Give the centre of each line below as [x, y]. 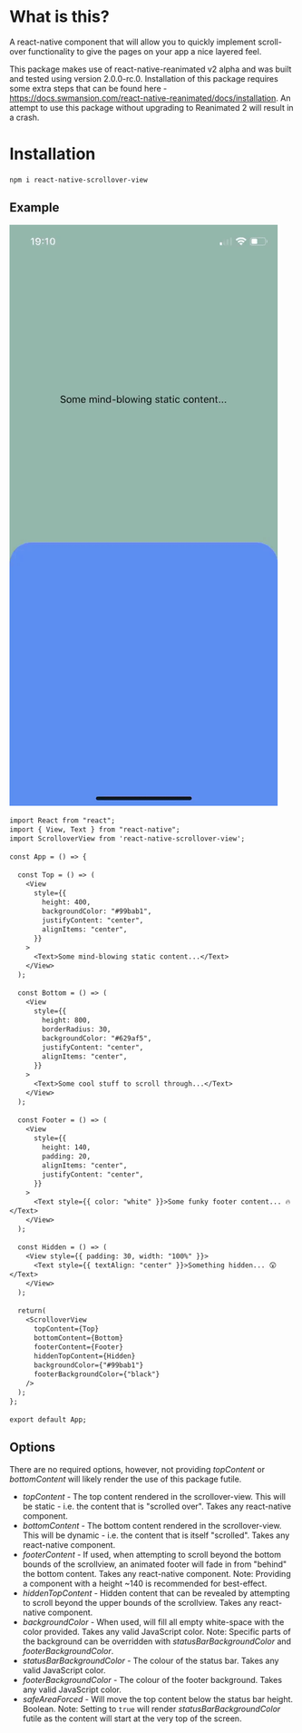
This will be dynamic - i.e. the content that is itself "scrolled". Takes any [156, 1535]
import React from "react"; [63, 820]
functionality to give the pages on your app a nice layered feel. [145, 51]
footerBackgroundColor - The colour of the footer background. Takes [152, 1679]
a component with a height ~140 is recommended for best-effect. [145, 1583]
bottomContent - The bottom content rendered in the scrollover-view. [152, 1525]
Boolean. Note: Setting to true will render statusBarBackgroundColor [151, 1708]
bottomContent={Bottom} [78, 1338]
